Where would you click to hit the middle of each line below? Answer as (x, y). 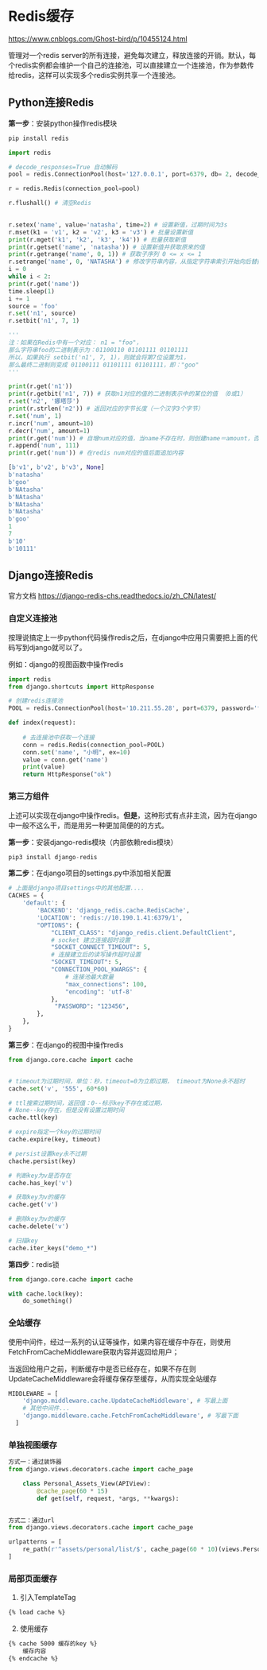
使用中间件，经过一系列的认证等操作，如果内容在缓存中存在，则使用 (120, 1342)
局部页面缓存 (33, 1579)
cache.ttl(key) (33, 1118)
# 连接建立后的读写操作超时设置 (96, 955)
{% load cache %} (37, 1613)
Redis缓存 (41, 16)
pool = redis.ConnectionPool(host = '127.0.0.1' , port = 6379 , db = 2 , (120, 174)
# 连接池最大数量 (89, 977)
